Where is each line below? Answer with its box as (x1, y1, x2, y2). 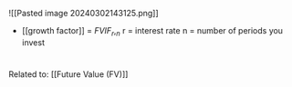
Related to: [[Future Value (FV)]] (8, 68, 129, 80)
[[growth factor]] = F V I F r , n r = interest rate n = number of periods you (21, 25, 284, 38)
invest (21, 36, 45, 48)
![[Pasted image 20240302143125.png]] (8, 8, 159, 18)
